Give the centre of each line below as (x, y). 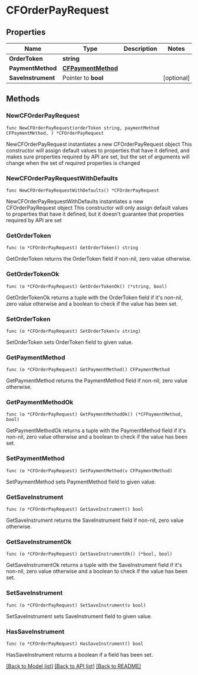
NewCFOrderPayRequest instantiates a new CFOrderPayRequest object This (99, 144)
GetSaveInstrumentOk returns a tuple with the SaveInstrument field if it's (94, 565)
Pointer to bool (83, 78)
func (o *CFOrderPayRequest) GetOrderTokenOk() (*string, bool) (87, 286)
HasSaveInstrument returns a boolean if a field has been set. (80, 654)
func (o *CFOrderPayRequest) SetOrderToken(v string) (74, 331)
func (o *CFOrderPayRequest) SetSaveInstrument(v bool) (76, 605)
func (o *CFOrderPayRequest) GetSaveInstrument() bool (75, 510)
